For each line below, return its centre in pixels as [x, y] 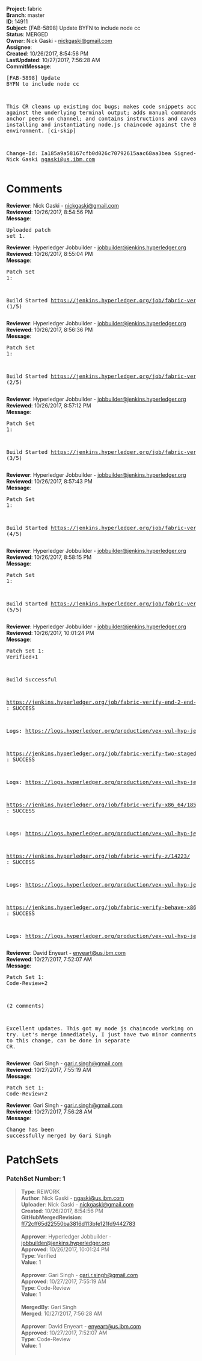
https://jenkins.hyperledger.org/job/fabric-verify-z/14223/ [98, 856]
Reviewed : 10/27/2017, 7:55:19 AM [49, 1069]
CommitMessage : [29, 66]
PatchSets [32, 1160]
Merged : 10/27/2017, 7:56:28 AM [61, 1314]
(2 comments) [26, 1006]
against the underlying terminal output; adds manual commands [101, 113]
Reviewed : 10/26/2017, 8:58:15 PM [49, 557]
